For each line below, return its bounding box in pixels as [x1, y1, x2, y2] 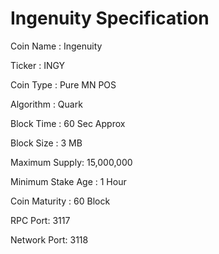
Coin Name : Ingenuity [10, 40, 103, 52]
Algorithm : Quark [10, 98, 83, 110]
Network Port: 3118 [10, 233, 89, 246]
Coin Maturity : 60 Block [10, 195, 111, 207]
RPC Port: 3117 [10, 214, 71, 226]
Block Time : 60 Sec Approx [10, 117, 126, 129]
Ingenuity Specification [10, 7, 210, 30]
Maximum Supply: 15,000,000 [10, 156, 133, 168]
